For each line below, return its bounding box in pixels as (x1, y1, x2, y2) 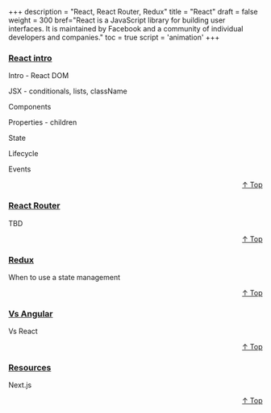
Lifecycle (8, 149, 39, 159)
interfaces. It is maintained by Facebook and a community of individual (8, 24, 244, 33)
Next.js (8, 380, 32, 390)
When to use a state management (8, 272, 121, 282)
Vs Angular (8, 308, 54, 319)
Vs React (8, 326, 38, 337)
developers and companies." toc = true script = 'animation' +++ (8, 32, 220, 42)
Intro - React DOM (8, 71, 69, 81)
